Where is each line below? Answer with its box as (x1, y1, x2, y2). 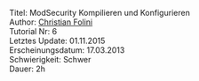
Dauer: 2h (9, 63, 46, 74)
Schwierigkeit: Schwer (9, 55, 92, 64)
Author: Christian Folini (9, 17, 93, 27)
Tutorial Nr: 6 (9, 26, 58, 36)
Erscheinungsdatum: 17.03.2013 (9, 45, 125, 55)
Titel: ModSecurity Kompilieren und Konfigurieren (9, 8, 191, 18)
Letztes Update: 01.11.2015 (9, 35, 106, 46)
